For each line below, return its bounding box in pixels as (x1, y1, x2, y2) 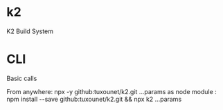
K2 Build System (6, 27, 53, 35)
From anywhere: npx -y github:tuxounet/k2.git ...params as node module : (6, 87, 217, 95)
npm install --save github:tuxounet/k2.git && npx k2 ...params (6, 95, 182, 103)
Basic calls (6, 74, 37, 82)
